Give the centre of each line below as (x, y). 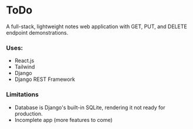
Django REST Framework (45, 79)
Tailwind (25, 67)
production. (28, 113)
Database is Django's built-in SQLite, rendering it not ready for (90, 107)
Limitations (23, 94)
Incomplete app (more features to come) (63, 120)
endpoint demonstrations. (37, 32)
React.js (24, 61)
